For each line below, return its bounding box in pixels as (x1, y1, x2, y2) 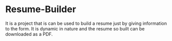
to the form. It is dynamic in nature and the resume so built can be (5, 25, 145, 31)
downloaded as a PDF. (5, 31, 53, 37)
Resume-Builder (5, 4, 77, 15)
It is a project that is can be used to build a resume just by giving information (5, 20, 167, 26)
